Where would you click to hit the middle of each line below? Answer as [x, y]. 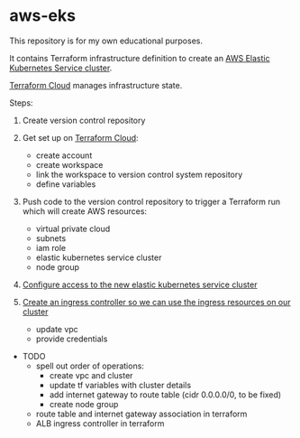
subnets [51, 238]
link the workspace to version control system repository [139, 174]
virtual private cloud [73, 228]
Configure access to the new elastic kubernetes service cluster [140, 284]
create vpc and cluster [91, 375]
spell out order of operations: [90, 366]
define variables [66, 184]
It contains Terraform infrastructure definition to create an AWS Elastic [140, 58]
